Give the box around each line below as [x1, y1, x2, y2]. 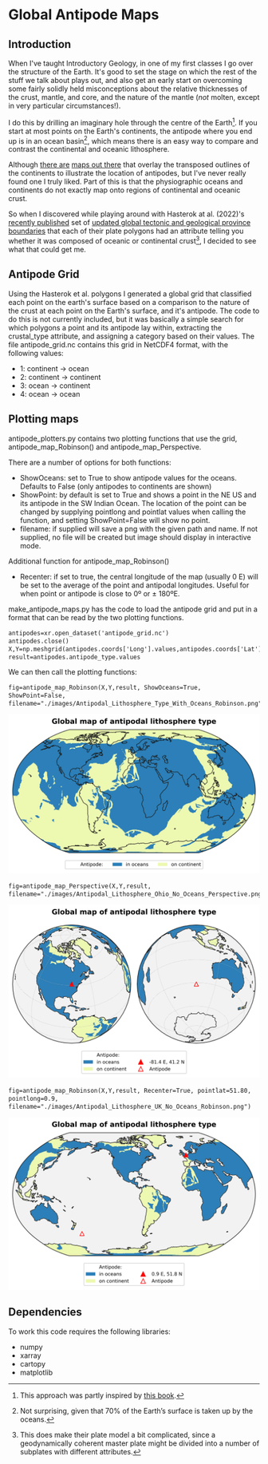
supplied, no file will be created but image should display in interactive [19, 532, 251, 542]
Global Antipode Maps [8, 6, 160, 24]
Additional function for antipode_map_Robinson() [8, 556, 170, 566]
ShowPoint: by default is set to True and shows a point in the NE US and [19, 489, 257, 500]
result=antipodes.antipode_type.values [8, 653, 141, 661]
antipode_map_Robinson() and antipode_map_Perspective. [8, 441, 202, 452]
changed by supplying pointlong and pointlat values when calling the [19, 507, 246, 516]
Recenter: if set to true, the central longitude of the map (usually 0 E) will [19, 572, 259, 581]
